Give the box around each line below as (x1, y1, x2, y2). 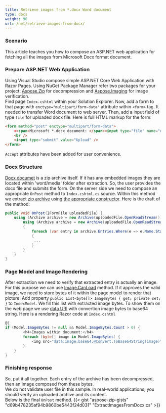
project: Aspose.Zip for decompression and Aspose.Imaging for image (5, 88, 148, 94)
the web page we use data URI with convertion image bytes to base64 (5, 306, 148, 312)
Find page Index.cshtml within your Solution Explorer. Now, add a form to (5, 98, 154, 104)
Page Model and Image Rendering (5, 268, 88, 275)
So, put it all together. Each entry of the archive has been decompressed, (5, 375, 154, 381)
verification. (5, 93, 30, 99)
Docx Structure (5, 164, 42, 171)
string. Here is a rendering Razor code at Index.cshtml (5, 311, 116, 317)
